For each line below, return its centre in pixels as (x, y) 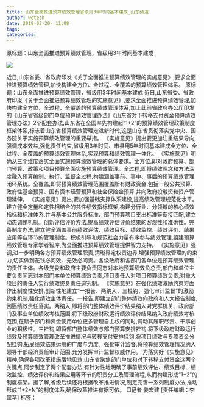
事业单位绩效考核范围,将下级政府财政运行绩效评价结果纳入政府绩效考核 (106, 314)
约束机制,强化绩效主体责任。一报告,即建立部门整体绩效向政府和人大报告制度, (102, 298)
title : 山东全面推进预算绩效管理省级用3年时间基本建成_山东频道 (78, 12)
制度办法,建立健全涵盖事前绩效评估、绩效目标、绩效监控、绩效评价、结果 (103, 230)
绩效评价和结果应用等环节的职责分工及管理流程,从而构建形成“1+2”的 (112, 375)
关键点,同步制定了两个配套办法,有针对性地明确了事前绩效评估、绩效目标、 (99, 367)
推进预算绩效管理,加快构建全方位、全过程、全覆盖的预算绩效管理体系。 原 (98, 85)
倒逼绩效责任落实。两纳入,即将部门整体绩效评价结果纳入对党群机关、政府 (98, 306)
